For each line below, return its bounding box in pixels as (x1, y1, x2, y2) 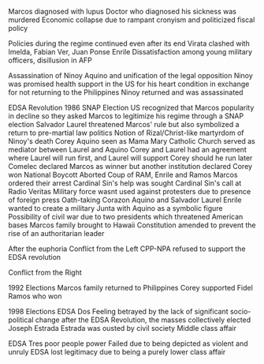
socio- (229, 307, 251, 316)
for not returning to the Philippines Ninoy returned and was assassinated (8, 88, 244, 97)
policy (8, 24, 28, 32)
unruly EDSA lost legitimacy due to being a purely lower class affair (8, 347, 226, 356)
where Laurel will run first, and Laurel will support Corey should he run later (8, 153, 253, 163)
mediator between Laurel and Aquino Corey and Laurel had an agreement (8, 145, 247, 154)
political (8, 315, 34, 325)
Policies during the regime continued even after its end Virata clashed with (8, 39, 250, 48)
